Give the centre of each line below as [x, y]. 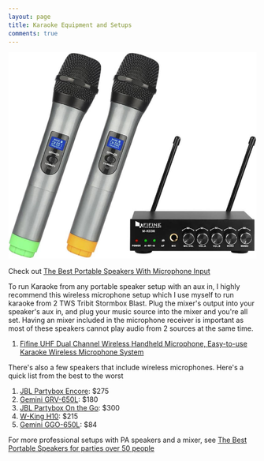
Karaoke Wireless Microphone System [82, 352]
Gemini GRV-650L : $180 [59, 399]
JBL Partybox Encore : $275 [64, 392]
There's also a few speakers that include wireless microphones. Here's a [126, 368]
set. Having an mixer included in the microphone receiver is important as [126, 320]
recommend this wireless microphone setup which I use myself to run [121, 295]
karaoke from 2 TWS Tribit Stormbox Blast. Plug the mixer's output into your [131, 303]
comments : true [33, 33]
